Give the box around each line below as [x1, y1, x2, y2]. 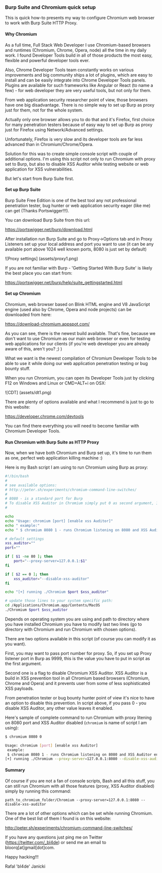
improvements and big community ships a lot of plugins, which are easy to [5, 72, 153, 78]
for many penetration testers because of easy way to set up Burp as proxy [5, 122, 153, 127]
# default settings [5, 536, 44, 541]
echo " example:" [5, 523, 40, 528]
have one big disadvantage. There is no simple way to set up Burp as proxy [5, 102, 155, 108]
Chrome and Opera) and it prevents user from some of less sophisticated [5, 680, 150, 686]
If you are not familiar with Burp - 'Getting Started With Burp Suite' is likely [5, 265, 153, 270]
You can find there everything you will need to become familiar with [5, 423, 139, 429]
